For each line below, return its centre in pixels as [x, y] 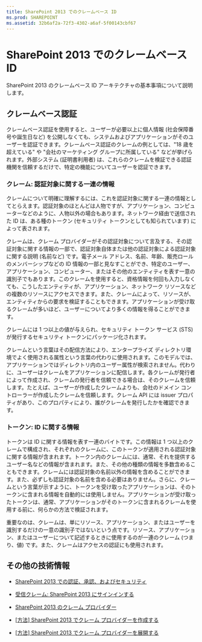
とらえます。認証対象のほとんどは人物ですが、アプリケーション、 [93, 206]
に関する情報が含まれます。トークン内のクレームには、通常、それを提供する [101, 456]
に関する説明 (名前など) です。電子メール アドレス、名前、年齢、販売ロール [100, 256]
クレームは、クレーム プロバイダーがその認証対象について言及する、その [96, 241]
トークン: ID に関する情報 [43, 427]
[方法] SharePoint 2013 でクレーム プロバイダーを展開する [87, 632]
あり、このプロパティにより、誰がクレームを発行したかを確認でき [103, 403]
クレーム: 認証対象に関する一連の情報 [60, 184]
